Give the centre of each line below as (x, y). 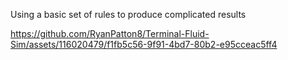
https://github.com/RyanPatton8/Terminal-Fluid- (110, 33)
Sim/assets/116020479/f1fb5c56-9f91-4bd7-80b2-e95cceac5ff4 (144, 44)
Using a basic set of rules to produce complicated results (128, 14)
